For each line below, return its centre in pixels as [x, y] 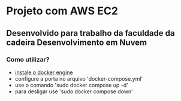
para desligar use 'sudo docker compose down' [74, 91]
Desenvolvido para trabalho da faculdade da [90, 33]
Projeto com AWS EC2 [62, 11]
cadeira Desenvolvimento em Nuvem [77, 42]
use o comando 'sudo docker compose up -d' [72, 85]
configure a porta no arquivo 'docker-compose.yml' [79, 78]
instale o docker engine [44, 72]
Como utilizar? [28, 59]
